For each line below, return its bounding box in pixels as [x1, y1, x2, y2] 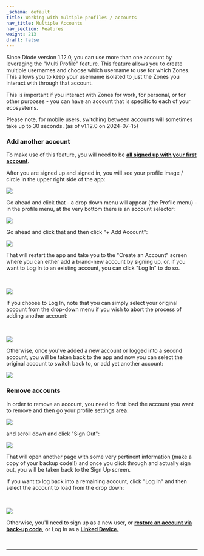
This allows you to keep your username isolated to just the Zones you [6, 73, 180, 80]
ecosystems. [6, 104, 38, 111]
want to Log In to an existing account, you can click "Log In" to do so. [6, 264, 180, 272]
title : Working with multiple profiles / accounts [6, 15, 137, 21]
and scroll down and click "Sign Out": [6, 430, 100, 437]
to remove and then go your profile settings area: [6, 407, 129, 414]
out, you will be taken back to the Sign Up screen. [6, 466, 131, 473]
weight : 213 [6, 32, 36, 38]
